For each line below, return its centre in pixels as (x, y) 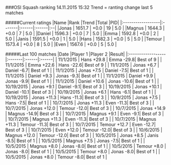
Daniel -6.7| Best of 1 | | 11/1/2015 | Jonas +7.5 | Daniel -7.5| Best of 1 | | (80, 70)
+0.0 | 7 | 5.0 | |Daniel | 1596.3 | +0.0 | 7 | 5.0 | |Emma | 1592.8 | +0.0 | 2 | (82, 33)
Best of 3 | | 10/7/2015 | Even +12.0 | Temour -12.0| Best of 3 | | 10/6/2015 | (84, 130)
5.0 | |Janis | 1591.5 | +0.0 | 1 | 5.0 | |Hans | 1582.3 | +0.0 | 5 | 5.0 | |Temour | (85, 39)
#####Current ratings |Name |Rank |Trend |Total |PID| (62, 23)
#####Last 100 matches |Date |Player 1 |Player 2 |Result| (65, 54)
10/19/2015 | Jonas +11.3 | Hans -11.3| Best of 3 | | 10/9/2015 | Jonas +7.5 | (83, 97)
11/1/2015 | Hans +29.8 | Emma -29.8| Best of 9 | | (110, 60)
